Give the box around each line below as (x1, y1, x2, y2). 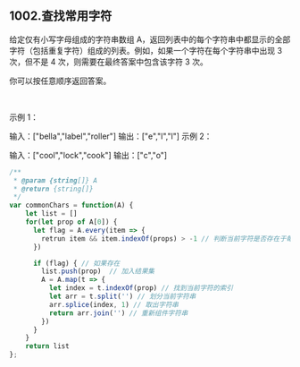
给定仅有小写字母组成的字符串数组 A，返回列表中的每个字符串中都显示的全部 (9, 34, 291, 45)
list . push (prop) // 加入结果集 (41, 267, 154, 276)
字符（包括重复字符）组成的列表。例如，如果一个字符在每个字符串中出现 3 (9, 45, 283, 55)
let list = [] (25, 209, 78, 218)
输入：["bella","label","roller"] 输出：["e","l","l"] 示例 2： (9, 131, 212, 141)
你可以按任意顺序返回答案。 (9, 75, 112, 86)
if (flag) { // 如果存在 (32, 259, 121, 268)
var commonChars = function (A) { (9, 201, 134, 210)
